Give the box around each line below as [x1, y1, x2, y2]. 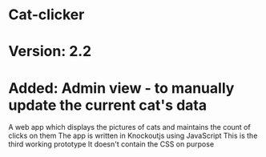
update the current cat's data [8, 96, 207, 114]
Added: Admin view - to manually [8, 78, 235, 97]
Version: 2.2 [8, 42, 92, 61]
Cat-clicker [8, 6, 85, 24]
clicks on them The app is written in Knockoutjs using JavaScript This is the [8, 131, 258, 141]
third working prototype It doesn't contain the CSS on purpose [8, 139, 215, 149]
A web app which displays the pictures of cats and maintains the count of [8, 123, 251, 132]
